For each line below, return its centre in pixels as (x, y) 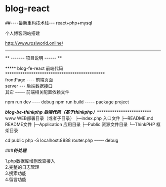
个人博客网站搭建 (22, 33)
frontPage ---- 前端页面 (29, 80)
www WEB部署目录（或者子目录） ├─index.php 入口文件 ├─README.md (79, 118)
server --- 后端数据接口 (29, 86)
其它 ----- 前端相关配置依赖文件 (38, 92)
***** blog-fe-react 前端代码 (34, 68)
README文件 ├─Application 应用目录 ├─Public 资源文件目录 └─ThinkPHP (80, 124)
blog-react (27, 9)
